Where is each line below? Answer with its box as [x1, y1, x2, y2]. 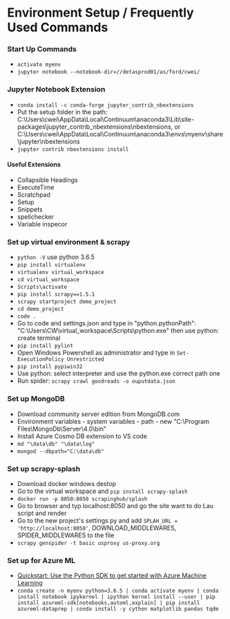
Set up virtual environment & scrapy [7, 237, 131, 246]
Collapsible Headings [17, 175, 78, 184]
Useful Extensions [7, 161, 61, 169]
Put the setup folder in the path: [17, 107, 108, 116]
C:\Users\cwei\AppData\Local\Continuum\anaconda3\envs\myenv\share [17, 129, 223, 138]
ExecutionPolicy [17, 356, 64, 363]
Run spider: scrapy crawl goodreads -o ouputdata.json [17, 377, 175, 385]
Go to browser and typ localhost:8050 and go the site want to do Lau [17, 501, 214, 510]
